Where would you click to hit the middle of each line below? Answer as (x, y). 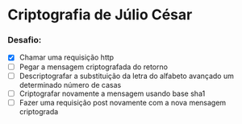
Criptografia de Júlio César (100, 15)
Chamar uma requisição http (67, 57)
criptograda (39, 111)
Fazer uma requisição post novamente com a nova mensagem (123, 102)
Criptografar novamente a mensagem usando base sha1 (112, 93)
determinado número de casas (70, 85)
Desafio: (25, 40)
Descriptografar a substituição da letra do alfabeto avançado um (127, 76)
